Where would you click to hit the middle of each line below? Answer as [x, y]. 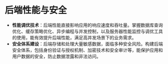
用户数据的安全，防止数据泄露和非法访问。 [56, 56]
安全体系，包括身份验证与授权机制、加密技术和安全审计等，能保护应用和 [87, 50]
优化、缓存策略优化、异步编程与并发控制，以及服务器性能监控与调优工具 [87, 31]
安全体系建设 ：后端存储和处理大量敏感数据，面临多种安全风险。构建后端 [87, 43]
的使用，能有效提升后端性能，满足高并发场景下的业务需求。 [74, 37]
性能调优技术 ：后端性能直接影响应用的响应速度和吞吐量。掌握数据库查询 [87, 25]
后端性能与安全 [36, 10]
